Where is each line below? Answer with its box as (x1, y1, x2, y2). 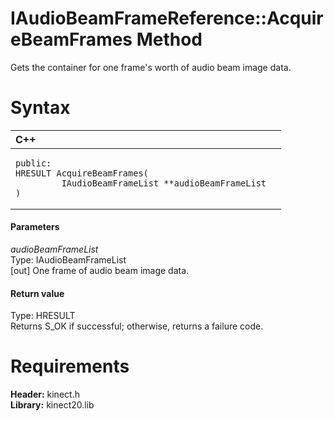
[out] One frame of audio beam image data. (10, 265, 190, 277)
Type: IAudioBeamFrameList (10, 254, 127, 266)
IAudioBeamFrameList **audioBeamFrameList (61, 177, 267, 189)
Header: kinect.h (10, 388, 80, 401)
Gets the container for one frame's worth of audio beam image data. (10, 61, 292, 73)
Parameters (10, 221, 60, 233)
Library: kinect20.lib (10, 399, 95, 411)
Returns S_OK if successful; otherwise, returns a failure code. (10, 320, 264, 332)
